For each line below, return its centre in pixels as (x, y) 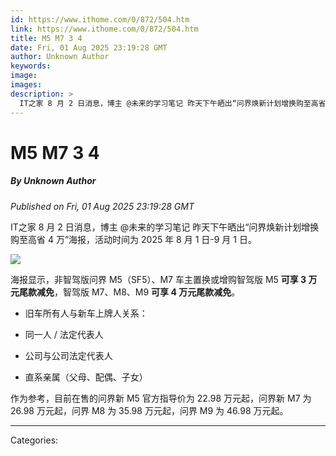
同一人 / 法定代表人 (64, 334)
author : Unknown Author (60, 57)
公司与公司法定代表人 (68, 355)
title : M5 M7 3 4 (46, 38)
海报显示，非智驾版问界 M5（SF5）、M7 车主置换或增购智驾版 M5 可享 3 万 (164, 279)
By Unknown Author (53, 181)
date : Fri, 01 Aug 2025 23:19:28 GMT (89, 47)
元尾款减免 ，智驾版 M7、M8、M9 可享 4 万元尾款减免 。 (125, 292)
